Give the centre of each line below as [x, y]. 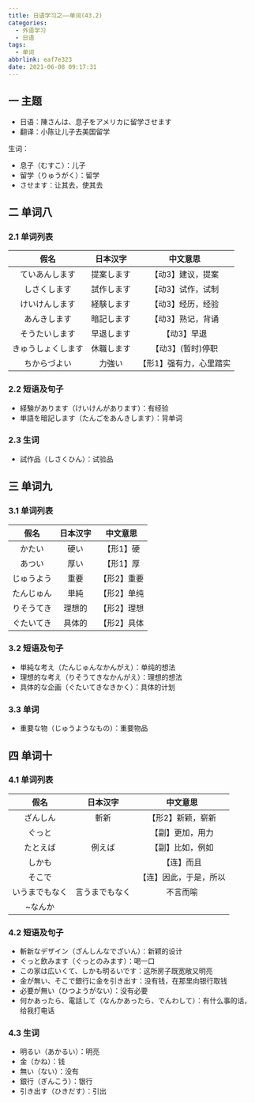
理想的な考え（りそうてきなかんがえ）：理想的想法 [101, 677]
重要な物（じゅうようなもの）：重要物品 [84, 728]
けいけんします [48, 304]
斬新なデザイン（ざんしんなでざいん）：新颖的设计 [101, 951]
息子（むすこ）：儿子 [52, 165]
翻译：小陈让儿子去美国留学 [65, 131]
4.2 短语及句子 [36, 932]
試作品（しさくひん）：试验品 [66, 459]
